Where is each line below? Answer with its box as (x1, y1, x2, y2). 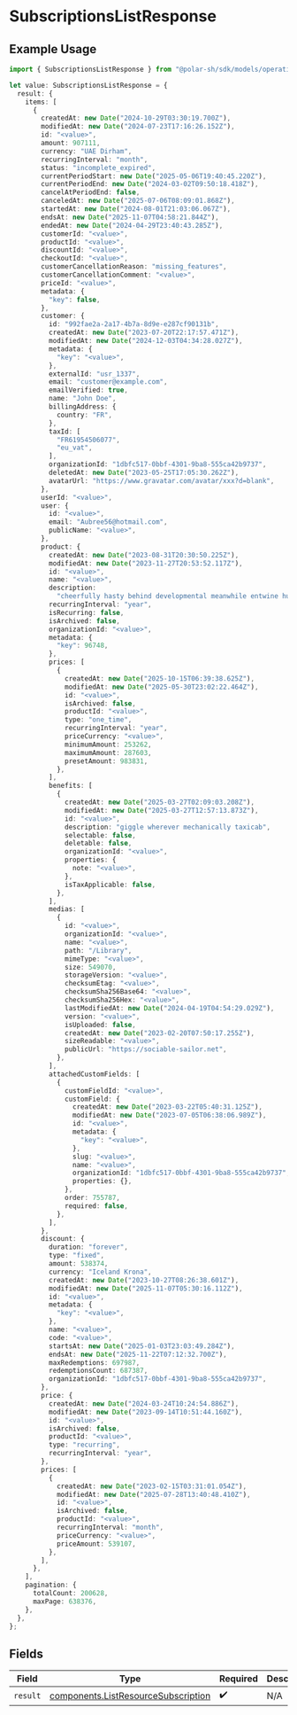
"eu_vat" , (56, 443, 93, 453)
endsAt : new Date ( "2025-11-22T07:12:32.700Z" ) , (48, 1350, 227, 1359)
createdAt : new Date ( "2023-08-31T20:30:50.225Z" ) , (48, 550, 240, 559)
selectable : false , (65, 830, 137, 839)
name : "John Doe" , (48, 394, 117, 403)
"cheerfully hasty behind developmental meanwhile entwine (56, 592, 278, 601)
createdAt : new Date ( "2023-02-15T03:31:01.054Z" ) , (56, 1482, 247, 1491)
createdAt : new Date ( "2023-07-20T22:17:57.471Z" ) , (48, 328, 240, 338)
